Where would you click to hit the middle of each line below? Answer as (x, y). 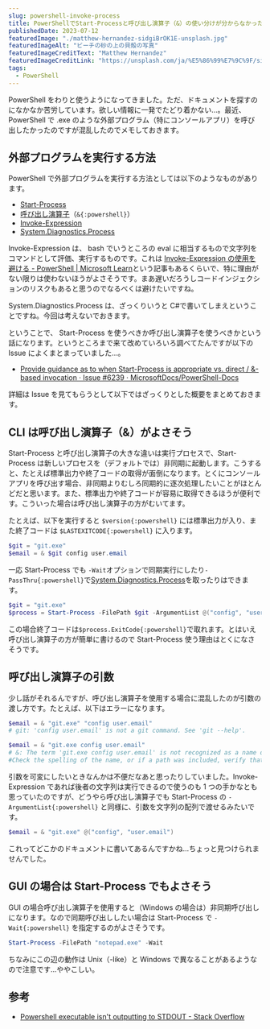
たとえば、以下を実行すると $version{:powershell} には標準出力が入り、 (129, 521)
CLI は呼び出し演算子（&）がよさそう (100, 432)
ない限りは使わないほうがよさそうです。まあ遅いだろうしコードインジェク (131, 279)
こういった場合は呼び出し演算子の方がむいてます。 (106, 503)
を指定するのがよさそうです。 (120, 928)
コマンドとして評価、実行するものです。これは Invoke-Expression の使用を (132, 258)
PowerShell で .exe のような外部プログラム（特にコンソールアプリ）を (125, 120)
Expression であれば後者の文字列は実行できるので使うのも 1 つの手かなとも (133, 787)
